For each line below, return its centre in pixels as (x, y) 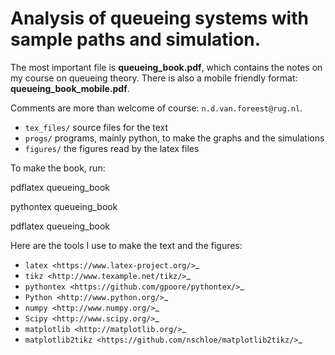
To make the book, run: (58, 168)
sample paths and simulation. (136, 39)
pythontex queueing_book (64, 206)
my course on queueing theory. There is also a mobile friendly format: (154, 78)
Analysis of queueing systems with (159, 18)
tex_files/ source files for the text (96, 127)
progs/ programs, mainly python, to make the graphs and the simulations (174, 138)
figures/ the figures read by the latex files (112, 148)
